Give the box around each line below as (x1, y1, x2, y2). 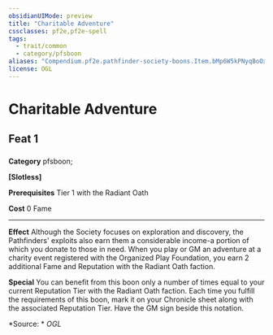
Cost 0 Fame (8, 204, 52, 214)
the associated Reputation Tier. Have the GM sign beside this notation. (8, 303, 245, 313)
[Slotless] (8, 172, 42, 182)
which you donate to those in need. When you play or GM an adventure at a (8, 245, 262, 255)
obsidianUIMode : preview (8, 11, 93, 20)
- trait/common (15, 42, 67, 50)
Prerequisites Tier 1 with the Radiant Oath (8, 188, 149, 198)
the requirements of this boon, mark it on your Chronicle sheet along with (8, 294, 253, 305)
